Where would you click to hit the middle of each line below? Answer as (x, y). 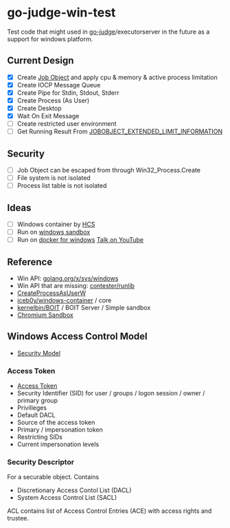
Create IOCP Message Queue (59, 85)
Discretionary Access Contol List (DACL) (74, 490)
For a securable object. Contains (53, 477)
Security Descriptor (41, 462)
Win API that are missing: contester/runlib (76, 286)
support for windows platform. (50, 38)
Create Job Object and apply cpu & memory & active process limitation (117, 77)
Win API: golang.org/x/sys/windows (68, 278)
